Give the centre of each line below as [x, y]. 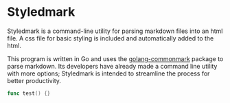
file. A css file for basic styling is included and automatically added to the [111, 38]
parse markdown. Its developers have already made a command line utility [112, 66]
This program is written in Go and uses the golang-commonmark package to [115, 58]
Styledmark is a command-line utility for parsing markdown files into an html [115, 31]
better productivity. [34, 80]
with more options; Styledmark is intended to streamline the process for [108, 73]
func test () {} [29, 93]
